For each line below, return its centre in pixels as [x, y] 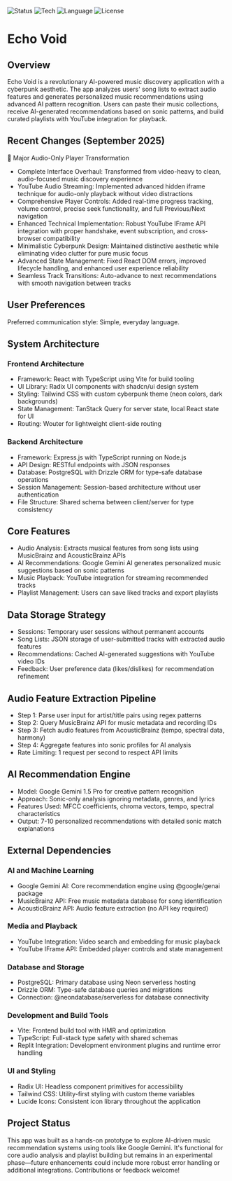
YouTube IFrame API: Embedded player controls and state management [120, 948]
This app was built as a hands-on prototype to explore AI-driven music [109, 1140]
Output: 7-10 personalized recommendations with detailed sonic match [119, 821]
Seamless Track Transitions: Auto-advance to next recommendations [117, 275]
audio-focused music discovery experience [80, 179]
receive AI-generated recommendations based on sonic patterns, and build [116, 111]
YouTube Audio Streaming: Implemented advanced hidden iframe [111, 186]
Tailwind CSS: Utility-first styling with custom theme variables [106, 1093]
